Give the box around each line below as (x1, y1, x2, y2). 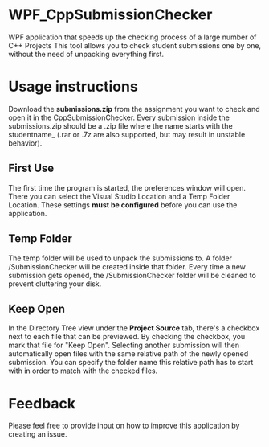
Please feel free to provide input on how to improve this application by (8, 420, 240, 431)
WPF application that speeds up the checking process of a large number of (8, 32, 257, 42)
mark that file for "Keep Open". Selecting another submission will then (8, 340, 239, 351)
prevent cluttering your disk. (8, 279, 102, 289)
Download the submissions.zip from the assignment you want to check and (8, 104, 260, 113)
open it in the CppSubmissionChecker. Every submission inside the (8, 113, 230, 122)
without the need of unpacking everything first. (8, 49, 165, 59)
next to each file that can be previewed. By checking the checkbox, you (8, 332, 246, 342)
